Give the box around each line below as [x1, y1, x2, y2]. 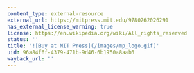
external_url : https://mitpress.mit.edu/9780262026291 [7, 17, 169, 24]
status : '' [7, 36, 39, 43]
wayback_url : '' [7, 56, 54, 63]
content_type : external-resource [7, 10, 104, 17]
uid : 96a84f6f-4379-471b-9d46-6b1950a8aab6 [7, 49, 135, 56]
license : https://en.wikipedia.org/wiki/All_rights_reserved [7, 29, 188, 37]
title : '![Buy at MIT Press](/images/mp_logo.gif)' [7, 42, 159, 49]
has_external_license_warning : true [7, 23, 113, 30]
